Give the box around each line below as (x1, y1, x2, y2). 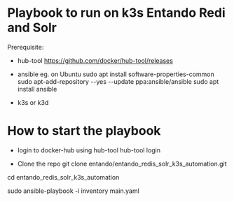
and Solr (7, 20, 57, 36)
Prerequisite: (7, 43, 44, 51)
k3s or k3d (17, 98, 49, 106)
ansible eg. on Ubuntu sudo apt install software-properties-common (17, 70, 215, 78)
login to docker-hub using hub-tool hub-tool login (17, 145, 161, 154)
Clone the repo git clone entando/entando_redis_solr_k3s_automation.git (17, 159, 227, 168)
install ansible (17, 85, 57, 93)
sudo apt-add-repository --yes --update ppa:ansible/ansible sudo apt (17, 77, 219, 85)
